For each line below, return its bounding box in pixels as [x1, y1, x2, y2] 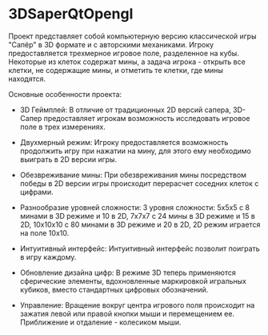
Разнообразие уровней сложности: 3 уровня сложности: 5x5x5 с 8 [19, 202, 250, 212]
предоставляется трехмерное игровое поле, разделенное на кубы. [8, 48, 240, 58]
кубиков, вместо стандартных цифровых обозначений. [19, 285, 209, 294]
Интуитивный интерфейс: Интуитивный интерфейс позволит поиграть [19, 244, 260, 253]
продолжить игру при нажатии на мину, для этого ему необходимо [19, 146, 252, 155]
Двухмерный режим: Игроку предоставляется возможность [19, 137, 229, 147]
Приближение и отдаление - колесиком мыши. [19, 317, 182, 327]
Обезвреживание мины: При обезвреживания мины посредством [19, 170, 246, 180]
